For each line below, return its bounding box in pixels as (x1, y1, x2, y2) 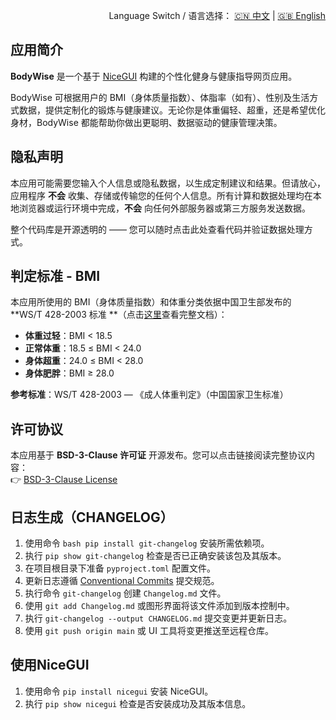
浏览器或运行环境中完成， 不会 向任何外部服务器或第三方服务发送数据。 (18, 202, 311, 214)
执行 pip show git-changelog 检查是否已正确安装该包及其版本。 (24, 550, 287, 562)
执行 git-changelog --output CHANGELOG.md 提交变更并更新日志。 (24, 612, 293, 624)
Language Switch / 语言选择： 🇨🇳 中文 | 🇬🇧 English (108, 10, 326, 21)
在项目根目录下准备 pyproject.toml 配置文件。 (24, 562, 216, 574)
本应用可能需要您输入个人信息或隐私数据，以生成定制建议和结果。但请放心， (10, 177, 326, 189)
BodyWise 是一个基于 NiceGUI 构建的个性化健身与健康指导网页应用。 (10, 70, 298, 82)
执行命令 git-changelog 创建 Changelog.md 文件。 (24, 587, 227, 599)
